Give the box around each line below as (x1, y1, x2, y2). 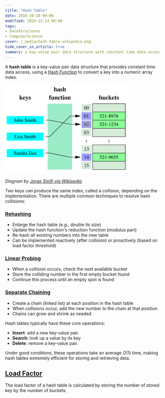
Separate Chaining (5, 289, 51, 296)
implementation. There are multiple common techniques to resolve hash (5, 193, 151, 199)
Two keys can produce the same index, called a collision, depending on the (5, 187, 157, 193)
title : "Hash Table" (5, 8, 48, 13)
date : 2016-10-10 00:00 (5, 13, 54, 18)
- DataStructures (5, 29, 41, 34)
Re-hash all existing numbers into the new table (12, 232, 109, 238)
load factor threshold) (12, 242, 56, 249)
